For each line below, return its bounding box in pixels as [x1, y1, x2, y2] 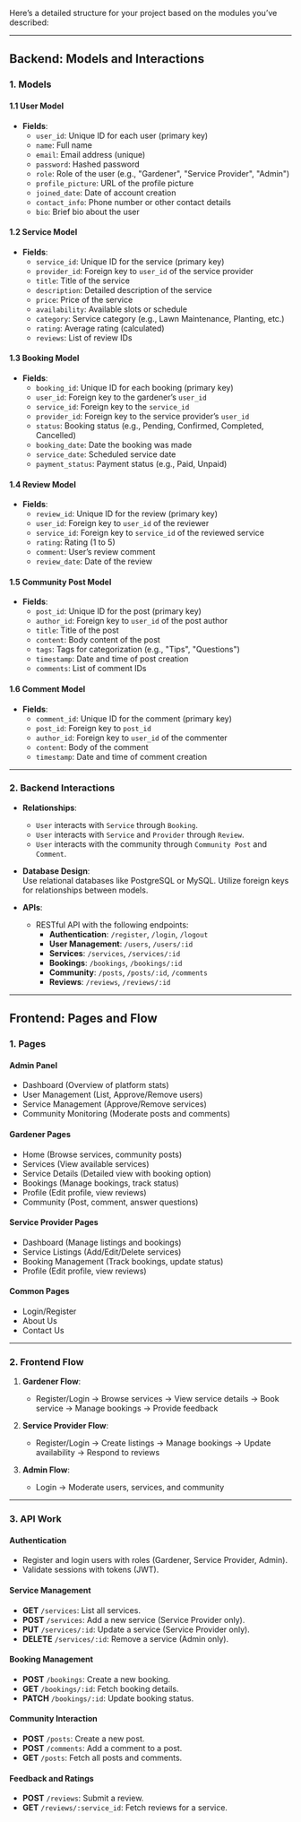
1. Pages [9, 1038, 47, 1050]
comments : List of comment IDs [35, 663, 147, 674]
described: [9, 17, 49, 28]
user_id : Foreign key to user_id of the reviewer [35, 518, 210, 529]
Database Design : [21, 865, 90, 876]
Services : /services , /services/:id [48, 947, 181, 958]
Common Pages [9, 1286, 70, 1297]
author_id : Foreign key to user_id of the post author [35, 616, 228, 626]
